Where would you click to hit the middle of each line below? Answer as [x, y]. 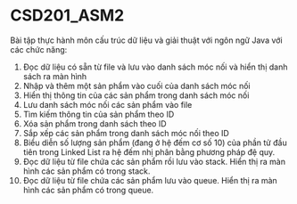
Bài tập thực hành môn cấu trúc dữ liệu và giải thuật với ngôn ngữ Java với [147, 40]
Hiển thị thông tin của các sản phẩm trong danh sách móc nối [136, 95]
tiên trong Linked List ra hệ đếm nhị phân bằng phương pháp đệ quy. [149, 151]
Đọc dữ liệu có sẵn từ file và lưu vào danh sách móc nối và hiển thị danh [155, 67]
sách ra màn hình [55, 76]
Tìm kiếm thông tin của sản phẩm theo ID [99, 114]
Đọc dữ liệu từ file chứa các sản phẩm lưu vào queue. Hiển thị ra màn [150, 180]
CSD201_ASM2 [67, 16]
